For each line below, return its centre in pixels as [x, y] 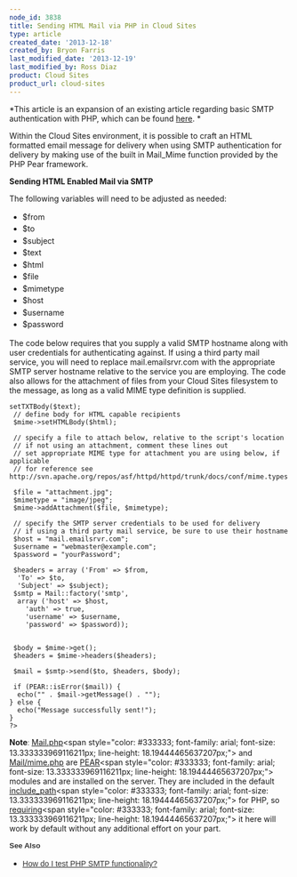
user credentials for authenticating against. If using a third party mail [135, 352]
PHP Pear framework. [49, 164]
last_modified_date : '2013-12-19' [73, 59]
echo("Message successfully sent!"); [87, 710]
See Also [25, 846]
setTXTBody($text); [45, 406]
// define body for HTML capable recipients [96, 414]
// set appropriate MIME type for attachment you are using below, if [146, 453]
